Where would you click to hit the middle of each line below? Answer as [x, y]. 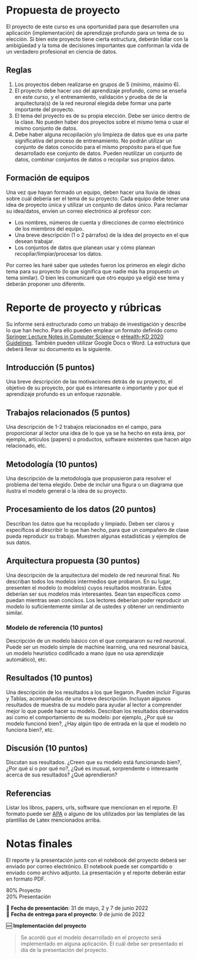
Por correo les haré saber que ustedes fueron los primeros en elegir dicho [96, 265]
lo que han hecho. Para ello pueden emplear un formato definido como [92, 330]
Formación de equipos [48, 178]
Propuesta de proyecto [63, 10]
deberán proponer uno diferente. [46, 284]
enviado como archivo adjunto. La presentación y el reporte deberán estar [96, 873]
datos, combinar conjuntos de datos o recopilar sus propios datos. [95, 159]
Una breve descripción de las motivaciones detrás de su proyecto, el [89, 382]
